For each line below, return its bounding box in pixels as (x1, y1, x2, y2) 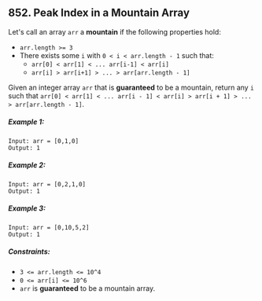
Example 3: (8, 204, 46, 213)
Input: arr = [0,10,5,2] (8, 223, 90, 231)
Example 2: (8, 160, 46, 170)
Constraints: (8, 247, 50, 256)
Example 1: (8, 117, 45, 127)
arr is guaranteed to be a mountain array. (19, 283, 156, 293)
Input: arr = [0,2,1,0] (8, 180, 87, 188)
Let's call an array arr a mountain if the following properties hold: (8, 27, 222, 36)
